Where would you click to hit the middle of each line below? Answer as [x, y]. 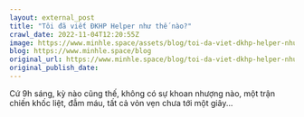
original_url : [36, 59]
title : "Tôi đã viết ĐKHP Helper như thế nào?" [101, 26]
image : [22, 43]
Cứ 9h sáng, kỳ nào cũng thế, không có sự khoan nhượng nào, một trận [142, 93]
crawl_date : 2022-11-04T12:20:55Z [75, 34]
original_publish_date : [54, 68]
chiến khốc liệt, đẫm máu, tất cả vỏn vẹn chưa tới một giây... [121, 103]
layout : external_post [52, 18]
